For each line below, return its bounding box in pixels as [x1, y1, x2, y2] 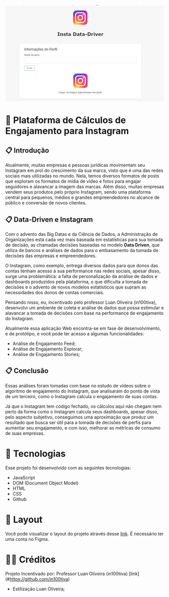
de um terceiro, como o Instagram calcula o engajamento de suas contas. [5, 393, 158, 399]
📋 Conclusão [5, 367, 49, 375]
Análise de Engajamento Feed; [12, 340, 76, 347]
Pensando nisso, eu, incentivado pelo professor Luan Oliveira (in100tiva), [5, 299, 157, 305]
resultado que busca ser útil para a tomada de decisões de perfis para [5, 419, 151, 426]
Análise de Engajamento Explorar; [12, 346, 83, 352]
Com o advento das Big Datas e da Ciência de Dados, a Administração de [5, 231, 158, 237]
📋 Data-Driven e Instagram [5, 215, 93, 224]
